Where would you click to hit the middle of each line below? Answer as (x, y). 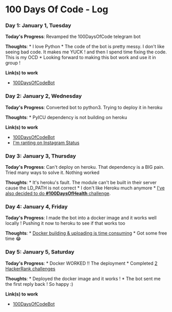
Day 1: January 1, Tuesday (38, 26)
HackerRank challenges (30, 268)
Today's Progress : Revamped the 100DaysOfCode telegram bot (73, 36)
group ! (13, 63)
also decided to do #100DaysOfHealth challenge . (58, 193)
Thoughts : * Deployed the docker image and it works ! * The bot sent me (83, 279)
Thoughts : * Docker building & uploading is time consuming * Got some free (86, 233)
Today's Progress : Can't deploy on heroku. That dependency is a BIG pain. (85, 167)
